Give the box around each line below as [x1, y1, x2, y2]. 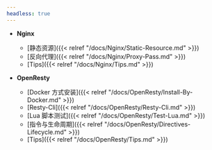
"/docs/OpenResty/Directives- [104, 119, 191, 128]
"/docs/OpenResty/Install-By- [108, 87, 193, 96]
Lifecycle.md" [26, 128, 67, 136]
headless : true [6, 10, 51, 17]
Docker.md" [26, 95, 62, 104]
